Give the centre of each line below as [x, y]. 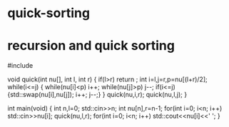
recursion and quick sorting [91, 46]
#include [20, 66]
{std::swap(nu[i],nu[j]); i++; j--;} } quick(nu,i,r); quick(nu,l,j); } [97, 95]
